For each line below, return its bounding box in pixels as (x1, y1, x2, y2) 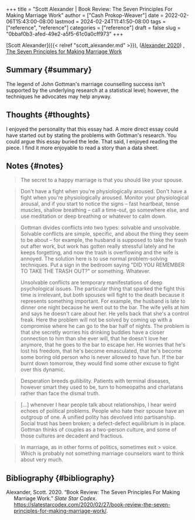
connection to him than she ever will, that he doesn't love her (20, 335, 168, 342)
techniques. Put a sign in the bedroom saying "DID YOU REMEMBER (20, 261, 185, 269)
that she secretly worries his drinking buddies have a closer (20, 329, 165, 336)
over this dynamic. (20, 366, 66, 373)
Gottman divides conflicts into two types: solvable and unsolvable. (20, 224, 181, 231)
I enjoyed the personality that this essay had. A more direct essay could (6, 125, 179, 132)
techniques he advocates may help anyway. (6, 93, 112, 100)
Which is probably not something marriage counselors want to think (20, 450, 184, 457)
